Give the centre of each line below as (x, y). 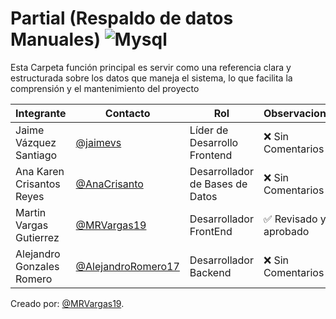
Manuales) (55, 39)
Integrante (41, 113)
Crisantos (38, 184)
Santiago (36, 155)
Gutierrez (37, 237)
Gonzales (37, 266)
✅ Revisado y (295, 219)
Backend (210, 272)
